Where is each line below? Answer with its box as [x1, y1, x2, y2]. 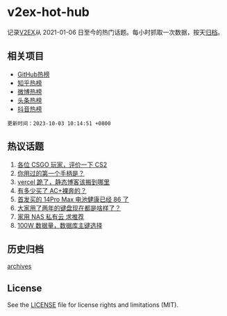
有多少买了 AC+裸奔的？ [17, 186, 87, 194]
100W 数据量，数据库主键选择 [17, 221, 103, 229]
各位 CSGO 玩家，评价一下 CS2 [17, 160, 108, 169]
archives [7, 262, 32, 271]
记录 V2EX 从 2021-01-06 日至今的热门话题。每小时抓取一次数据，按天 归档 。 [7, 28, 224, 36]
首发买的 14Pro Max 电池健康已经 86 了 [17, 195, 130, 203]
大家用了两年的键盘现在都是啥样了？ [17, 203, 121, 212]
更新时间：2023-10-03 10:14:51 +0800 [7, 119, 111, 127]
